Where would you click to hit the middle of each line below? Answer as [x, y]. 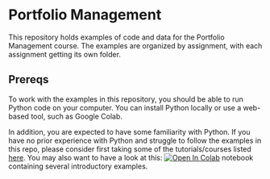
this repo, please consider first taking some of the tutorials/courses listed [130, 149]
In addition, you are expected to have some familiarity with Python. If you [129, 131]
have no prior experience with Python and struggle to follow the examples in [135, 140]
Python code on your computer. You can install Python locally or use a [125, 107]
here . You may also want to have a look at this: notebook [131, 157]
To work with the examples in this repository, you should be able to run [126, 99]
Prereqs [29, 79]
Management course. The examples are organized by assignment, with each [135, 45]
